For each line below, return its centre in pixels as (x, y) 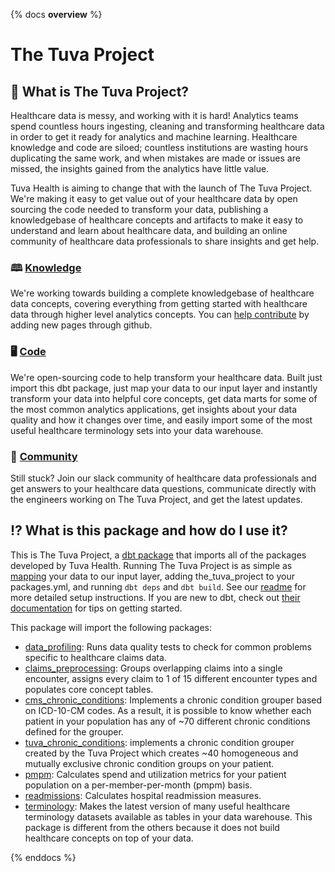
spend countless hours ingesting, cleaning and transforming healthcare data (167, 126)
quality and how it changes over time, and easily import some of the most (161, 420)
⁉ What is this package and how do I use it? (149, 530)
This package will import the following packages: (111, 627)
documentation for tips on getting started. (96, 608)
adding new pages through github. (81, 325)
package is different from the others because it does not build (152, 827)
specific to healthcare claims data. (95, 657)
